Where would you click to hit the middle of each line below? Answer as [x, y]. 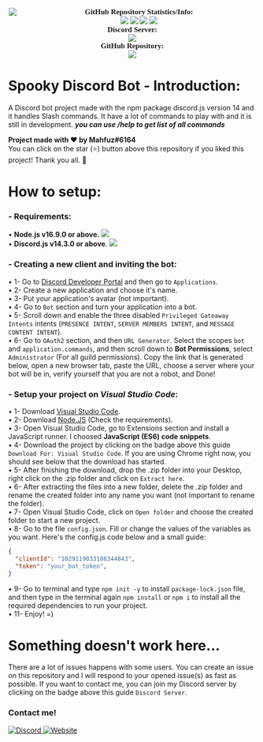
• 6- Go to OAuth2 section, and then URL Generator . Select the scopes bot [126, 340]
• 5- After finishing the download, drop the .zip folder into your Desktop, [125, 470]
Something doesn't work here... [114, 645]
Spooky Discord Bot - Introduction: [124, 86]
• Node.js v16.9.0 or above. [54, 235]
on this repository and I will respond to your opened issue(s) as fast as [122, 676]
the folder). [26, 504]
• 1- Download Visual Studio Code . [64, 412]
